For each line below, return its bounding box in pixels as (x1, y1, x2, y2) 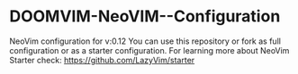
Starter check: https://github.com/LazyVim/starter (9, 54, 195, 65)
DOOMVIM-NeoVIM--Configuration (9, 6, 281, 27)
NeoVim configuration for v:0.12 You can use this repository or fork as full (9, 36, 282, 46)
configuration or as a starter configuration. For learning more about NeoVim (9, 45, 290, 55)
